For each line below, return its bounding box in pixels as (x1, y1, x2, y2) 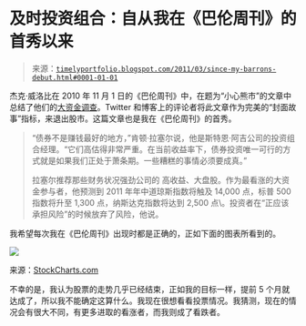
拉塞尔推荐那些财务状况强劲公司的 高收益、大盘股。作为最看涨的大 (31, 174, 282, 185)
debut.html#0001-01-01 (31, 73, 118, 82)
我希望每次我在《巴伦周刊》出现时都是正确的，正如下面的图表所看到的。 (9, 228, 280, 239)
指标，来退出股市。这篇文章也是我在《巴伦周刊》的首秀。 (21, 113, 237, 124)
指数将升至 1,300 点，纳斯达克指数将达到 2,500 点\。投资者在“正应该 (31, 197, 290, 208)
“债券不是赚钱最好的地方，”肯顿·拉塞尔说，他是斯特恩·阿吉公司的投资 (31, 132, 288, 143)
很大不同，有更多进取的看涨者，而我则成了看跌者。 (33, 306, 225, 317)
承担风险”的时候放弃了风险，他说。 (31, 209, 164, 219)
